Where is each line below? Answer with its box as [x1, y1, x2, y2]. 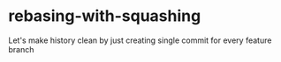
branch [8, 44, 34, 54]
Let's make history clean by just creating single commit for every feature [8, 35, 272, 45]
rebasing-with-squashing [8, 6, 201, 26]
